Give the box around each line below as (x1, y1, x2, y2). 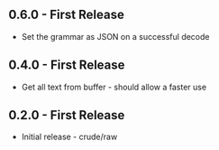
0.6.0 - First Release (8, 7, 125, 23)
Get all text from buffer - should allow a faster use (21, 81, 207, 92)
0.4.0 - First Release (8, 58, 125, 73)
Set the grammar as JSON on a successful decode (21, 31, 210, 42)
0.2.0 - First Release (8, 108, 125, 123)
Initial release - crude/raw (21, 131, 118, 143)
